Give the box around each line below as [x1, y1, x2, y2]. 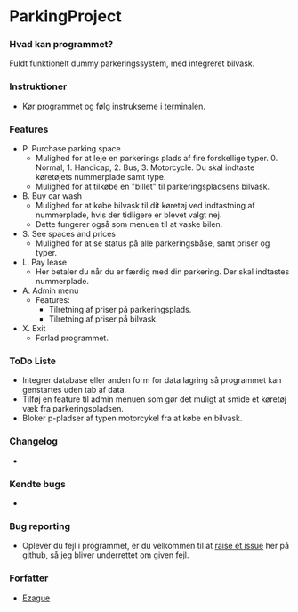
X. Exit [21, 323, 46, 334]
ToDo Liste [9, 355, 56, 367]
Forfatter [9, 572, 49, 584]
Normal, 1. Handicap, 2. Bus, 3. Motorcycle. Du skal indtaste [35, 162, 255, 173]
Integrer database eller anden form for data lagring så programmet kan [21, 375, 282, 386]
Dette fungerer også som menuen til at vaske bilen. [35, 219, 223, 230]
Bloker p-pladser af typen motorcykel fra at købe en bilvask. [21, 412, 243, 424]
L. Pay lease [21, 257, 68, 268]
